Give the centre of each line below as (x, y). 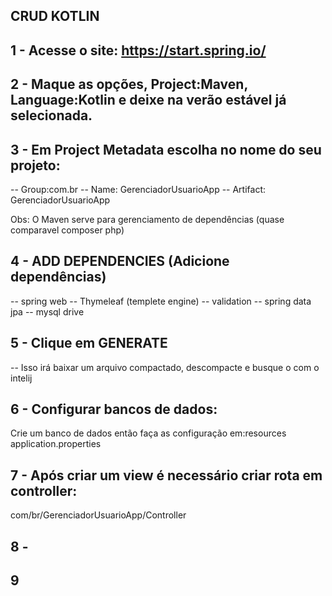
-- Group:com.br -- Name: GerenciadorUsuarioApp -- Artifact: (138, 189)
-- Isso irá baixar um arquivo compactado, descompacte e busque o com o (165, 367)
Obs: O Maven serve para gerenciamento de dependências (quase (147, 219)
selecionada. (51, 115)
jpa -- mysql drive (47, 311)
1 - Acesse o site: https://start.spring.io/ (138, 50)
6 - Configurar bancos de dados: (114, 409)
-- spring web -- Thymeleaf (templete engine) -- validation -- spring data (161, 301)
